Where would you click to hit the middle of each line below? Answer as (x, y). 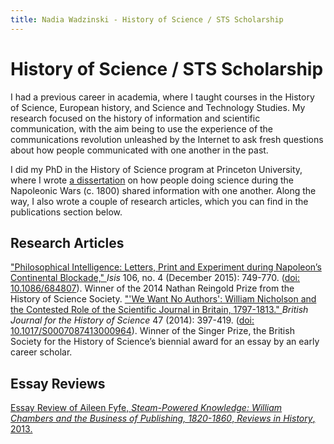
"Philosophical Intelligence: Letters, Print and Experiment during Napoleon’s (166, 267)
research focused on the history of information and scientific (135, 118)
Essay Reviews (58, 383)
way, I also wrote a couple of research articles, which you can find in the (159, 201)
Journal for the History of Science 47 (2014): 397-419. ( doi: (132, 320)
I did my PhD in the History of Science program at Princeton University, (156, 169)
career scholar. (41, 352)
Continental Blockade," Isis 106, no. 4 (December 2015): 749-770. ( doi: (155, 278)
